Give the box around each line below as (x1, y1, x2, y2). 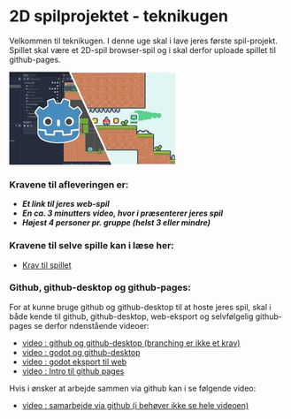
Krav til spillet (21, 259, 73, 270)
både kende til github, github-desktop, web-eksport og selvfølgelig (9, 311, 254, 322)
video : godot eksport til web (21, 356, 127, 367)
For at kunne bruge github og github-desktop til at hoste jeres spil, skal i (9, 301, 272, 312)
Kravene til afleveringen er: (9, 179, 129, 191)
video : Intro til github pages (21, 365, 125, 377)
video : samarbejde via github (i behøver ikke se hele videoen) (21, 400, 249, 410)
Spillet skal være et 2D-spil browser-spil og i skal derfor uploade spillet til (9, 44, 277, 55)
